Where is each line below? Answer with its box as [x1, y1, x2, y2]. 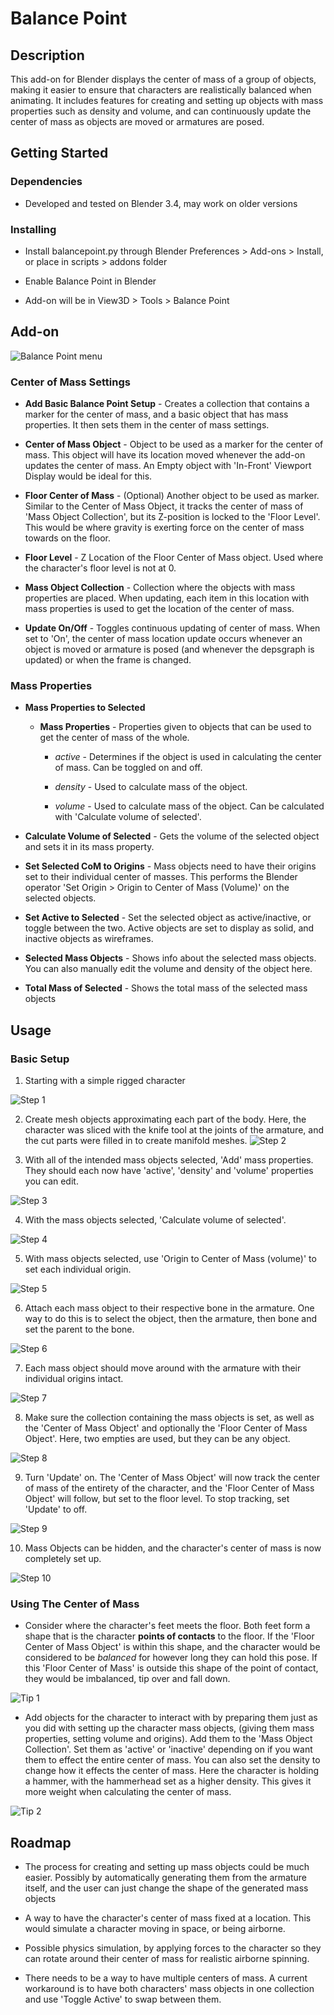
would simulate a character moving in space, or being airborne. [24, 1923, 286, 1935]
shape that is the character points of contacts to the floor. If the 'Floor [24, 1630, 315, 1642]
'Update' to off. [24, 1503, 88, 1516]
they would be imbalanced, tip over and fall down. [24, 1673, 231, 1685]
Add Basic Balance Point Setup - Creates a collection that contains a [24, 398, 310, 410]
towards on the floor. [24, 532, 111, 544]
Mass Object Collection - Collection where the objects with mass [24, 582, 296, 594]
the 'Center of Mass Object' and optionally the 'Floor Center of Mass [24, 1422, 308, 1434]
